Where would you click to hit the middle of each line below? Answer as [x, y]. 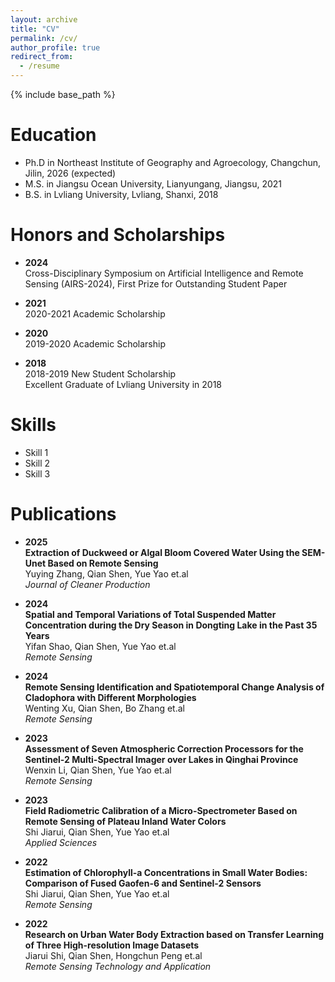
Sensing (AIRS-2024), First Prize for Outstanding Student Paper [156, 283]
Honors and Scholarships [118, 235]
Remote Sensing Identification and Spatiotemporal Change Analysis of [174, 687]
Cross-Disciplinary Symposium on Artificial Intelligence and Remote [164, 273]
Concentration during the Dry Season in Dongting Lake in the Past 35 [171, 625]
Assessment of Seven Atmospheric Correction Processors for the [164, 748]
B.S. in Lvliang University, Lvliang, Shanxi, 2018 [121, 194]
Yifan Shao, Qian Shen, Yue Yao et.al [100, 646]
